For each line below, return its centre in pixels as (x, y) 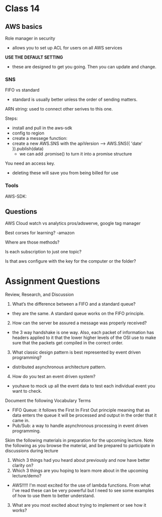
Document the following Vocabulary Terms (48, 401)
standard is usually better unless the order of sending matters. (75, 100)
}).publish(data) (28, 149)
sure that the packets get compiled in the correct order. (68, 343)
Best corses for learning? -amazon (40, 233)
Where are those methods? (32, 242)
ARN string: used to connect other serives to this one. (59, 109)
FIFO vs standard (22, 90)
